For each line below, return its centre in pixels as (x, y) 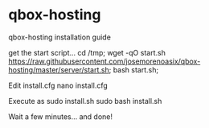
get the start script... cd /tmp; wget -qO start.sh (87, 52)
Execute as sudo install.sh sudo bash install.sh (85, 101)
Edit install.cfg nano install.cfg (58, 85)
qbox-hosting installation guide (59, 37)
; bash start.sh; (134, 69)
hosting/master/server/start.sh (59, 69)
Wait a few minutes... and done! (61, 116)
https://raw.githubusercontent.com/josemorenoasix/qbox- (104, 61)
